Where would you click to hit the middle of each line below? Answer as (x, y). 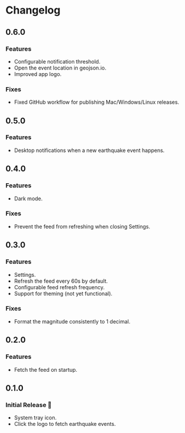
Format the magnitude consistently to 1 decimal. (72, 321)
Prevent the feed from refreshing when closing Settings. (82, 226)
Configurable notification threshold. (57, 61)
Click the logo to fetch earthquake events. (65, 424)
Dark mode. (28, 199)
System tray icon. (35, 418)
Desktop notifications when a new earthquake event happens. (89, 150)
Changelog (33, 10)
